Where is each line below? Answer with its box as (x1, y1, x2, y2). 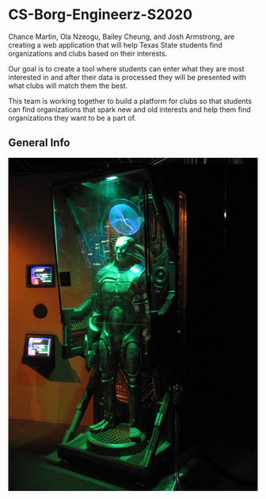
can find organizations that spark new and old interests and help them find (8, 105, 251, 114)
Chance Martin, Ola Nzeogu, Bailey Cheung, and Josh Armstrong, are (8, 32, 235, 41)
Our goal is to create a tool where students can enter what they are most (8, 63, 245, 73)
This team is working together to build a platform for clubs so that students (8, 96, 252, 106)
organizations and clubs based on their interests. (8, 48, 168, 58)
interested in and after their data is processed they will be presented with (8, 72, 247, 82)
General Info (8, 136, 70, 150)
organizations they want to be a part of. (8, 113, 137, 122)
